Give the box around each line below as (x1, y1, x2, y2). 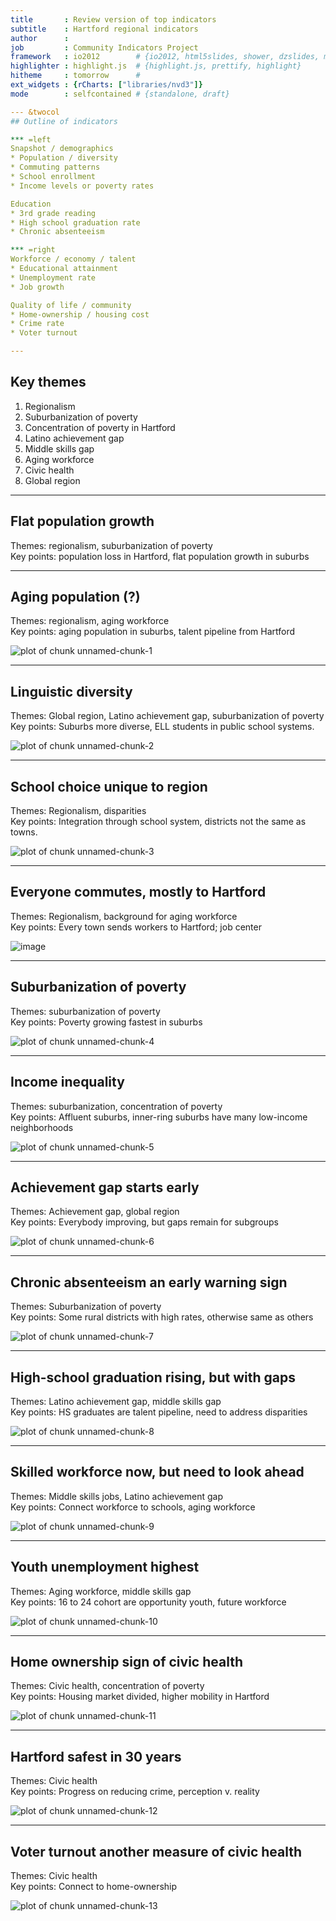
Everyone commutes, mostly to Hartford (10, 884, 267, 901)
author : (10, 33, 70, 43)
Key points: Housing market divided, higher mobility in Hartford (10, 1691, 270, 1703)
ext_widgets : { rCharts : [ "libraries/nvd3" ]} (10, 80, 203, 90)
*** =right (10, 245, 56, 255)
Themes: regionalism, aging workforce (10, 615, 170, 627)
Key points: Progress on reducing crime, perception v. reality (10, 1786, 260, 1798)
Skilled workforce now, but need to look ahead (10, 1464, 305, 1481)
